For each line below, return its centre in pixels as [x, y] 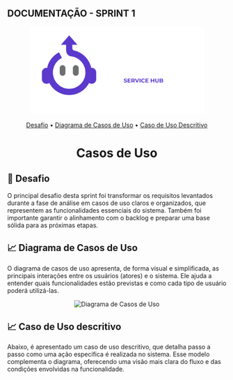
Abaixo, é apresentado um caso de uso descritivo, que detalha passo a [109, 347]
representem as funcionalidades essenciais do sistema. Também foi [104, 210]
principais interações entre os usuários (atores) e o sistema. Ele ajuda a [110, 275]
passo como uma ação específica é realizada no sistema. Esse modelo [109, 354]
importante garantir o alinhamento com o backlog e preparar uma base [109, 218]
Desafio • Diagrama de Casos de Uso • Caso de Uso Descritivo [117, 125]
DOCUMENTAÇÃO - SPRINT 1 [71, 14]
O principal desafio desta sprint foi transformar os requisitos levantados [110, 195]
